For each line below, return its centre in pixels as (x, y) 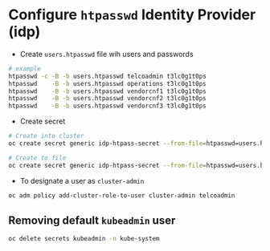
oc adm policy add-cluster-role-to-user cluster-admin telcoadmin (122, 195)
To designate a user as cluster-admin (82, 180)
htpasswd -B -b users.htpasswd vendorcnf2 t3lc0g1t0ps (107, 99)
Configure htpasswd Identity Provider (132, 15)
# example (25, 69)
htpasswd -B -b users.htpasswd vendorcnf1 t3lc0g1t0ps (107, 91)
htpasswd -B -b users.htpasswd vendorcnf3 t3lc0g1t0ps (107, 106)
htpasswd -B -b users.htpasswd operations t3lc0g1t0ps (107, 83)
